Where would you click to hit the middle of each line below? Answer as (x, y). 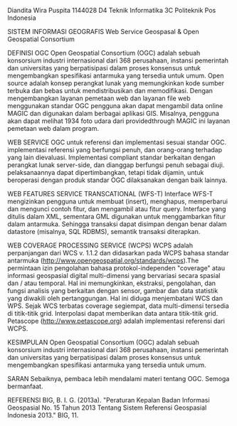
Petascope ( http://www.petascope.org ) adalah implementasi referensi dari (116, 321)
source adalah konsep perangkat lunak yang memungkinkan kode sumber (116, 83)
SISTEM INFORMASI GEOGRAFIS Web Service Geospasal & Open (103, 32)
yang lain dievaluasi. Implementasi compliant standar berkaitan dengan (111, 157)
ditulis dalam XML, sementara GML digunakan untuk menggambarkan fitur (116, 217)
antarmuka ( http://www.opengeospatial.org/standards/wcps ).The (103, 260)
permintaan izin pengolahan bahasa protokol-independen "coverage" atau (116, 268)
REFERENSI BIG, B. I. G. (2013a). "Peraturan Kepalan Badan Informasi (109, 400)
